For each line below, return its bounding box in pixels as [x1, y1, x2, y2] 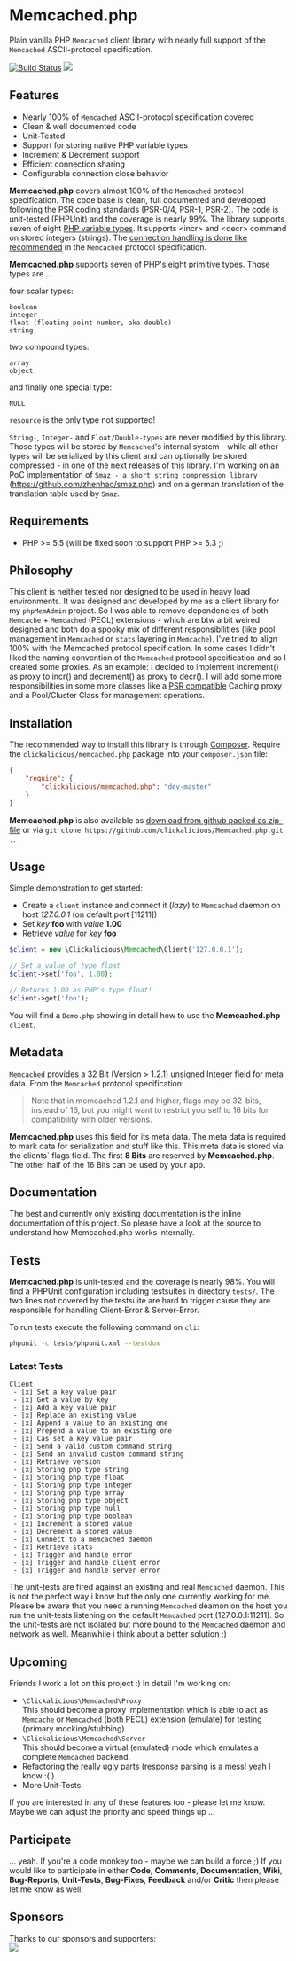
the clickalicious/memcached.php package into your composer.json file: [9, 749, 269, 759]
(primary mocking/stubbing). [21, 1724, 128, 1734]
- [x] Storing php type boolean [12, 1512, 133, 1521]
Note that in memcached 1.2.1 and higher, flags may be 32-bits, [30, 1095, 261, 1106]
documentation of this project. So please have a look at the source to [9, 1218, 261, 1228]
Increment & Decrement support [21, 149, 140, 160]
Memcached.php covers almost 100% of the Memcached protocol [9, 185, 244, 196]
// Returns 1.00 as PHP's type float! [9, 985, 152, 994]
